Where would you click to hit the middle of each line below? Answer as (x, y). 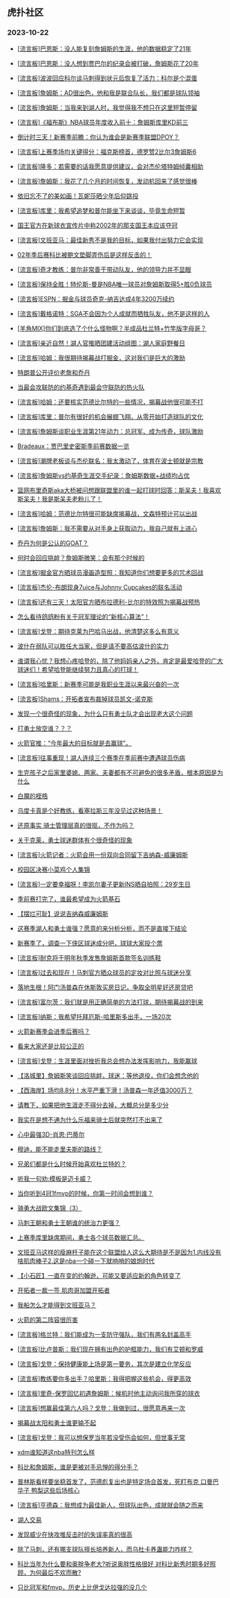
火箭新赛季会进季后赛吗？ (54, 1031)
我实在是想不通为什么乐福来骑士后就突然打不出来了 (90, 1119)
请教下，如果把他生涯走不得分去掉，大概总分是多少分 (93, 1105)
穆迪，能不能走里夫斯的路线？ (59, 1149)
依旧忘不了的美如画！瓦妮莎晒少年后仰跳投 (78, 195)
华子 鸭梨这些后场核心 (48, 1490)
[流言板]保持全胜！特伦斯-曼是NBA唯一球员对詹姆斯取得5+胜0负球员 (115, 284)
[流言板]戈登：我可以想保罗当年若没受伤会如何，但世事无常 (101, 1437)
